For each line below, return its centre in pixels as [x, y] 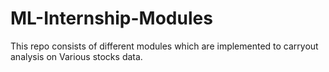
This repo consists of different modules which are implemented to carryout [164, 46]
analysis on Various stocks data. [76, 56]
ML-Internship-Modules [111, 18]
